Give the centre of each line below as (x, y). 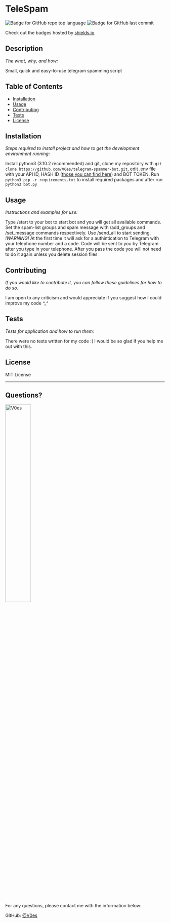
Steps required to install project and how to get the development (72, 148)
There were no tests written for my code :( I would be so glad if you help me (84, 341)
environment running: (28, 154)
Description (24, 49)
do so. (12, 288)
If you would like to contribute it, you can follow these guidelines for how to (83, 282)
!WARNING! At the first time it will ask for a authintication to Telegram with (82, 238)
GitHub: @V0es (22, 915)
